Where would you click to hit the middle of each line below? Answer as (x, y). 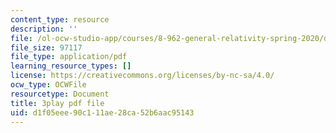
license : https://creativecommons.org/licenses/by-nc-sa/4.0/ (142, 76)
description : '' (44, 29)
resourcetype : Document (60, 94)
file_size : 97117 (46, 47)
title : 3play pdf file (57, 103)
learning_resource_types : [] (71, 66)
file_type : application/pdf (69, 57)
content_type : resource (60, 19)
